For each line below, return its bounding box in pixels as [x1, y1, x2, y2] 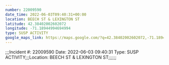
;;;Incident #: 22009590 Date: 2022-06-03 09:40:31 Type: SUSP [5, 48, 139, 55]
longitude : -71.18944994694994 [5, 26, 71, 31]
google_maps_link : [5, 35, 44, 40]
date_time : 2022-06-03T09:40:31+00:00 [5, 12, 87, 17]
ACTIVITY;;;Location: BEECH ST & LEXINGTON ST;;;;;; [5, 54, 117, 60]
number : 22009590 [5, 7, 42, 12]
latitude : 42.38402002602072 [5, 21, 66, 26]
